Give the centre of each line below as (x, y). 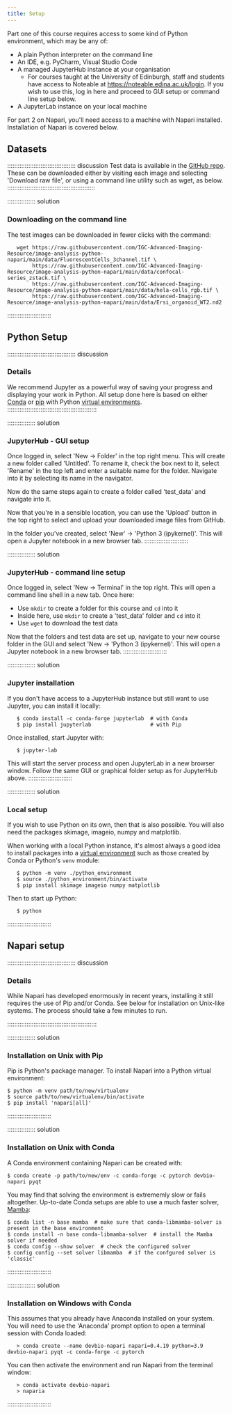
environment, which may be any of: (58, 41)
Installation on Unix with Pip (55, 1056)
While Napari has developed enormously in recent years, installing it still (110, 996)
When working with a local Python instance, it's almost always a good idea (114, 846)
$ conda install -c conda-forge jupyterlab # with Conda (102, 718)
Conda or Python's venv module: (53, 860)
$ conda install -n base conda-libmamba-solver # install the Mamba (110, 1234)
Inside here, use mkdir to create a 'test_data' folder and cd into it (109, 616)
